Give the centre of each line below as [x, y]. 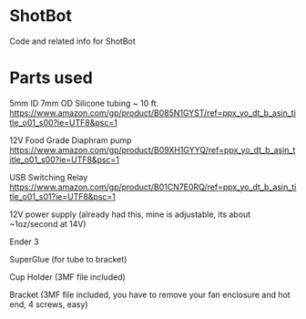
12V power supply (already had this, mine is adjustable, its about [130, 214]
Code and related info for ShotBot [73, 41]
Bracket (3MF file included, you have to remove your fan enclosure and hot [150, 294]
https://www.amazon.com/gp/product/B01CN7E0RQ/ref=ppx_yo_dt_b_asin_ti [153, 187]
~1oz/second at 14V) [48, 223]
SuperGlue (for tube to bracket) [68, 259]
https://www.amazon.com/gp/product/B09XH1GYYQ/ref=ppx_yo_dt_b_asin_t [153, 149]
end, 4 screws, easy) [49, 304]
